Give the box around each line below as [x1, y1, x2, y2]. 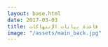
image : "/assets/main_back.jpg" [7, 29, 102, 37]
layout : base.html [7, 10, 61, 17]
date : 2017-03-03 [7, 17, 58, 23]
